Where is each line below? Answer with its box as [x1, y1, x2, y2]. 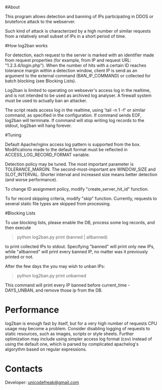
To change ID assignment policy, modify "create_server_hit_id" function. [5, 186, 149, 192]
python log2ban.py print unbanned [16, 273, 87, 279]
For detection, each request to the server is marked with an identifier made [5, 52, 154, 58]
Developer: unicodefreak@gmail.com [5, 379, 79, 385]
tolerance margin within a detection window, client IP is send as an [5, 68, 138, 73]
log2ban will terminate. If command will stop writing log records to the [5, 118, 145, 123]
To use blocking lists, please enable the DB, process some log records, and [5, 220, 155, 225]
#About [5, 4, 20, 10]
